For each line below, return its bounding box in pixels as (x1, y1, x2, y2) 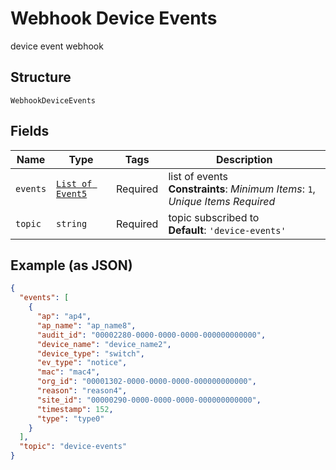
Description (215, 152, 273, 166)
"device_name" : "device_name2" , (36, 339, 172, 349)
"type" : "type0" (36, 413, 105, 424)
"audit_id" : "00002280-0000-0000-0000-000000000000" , (36, 330, 267, 340)
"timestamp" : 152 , (36, 404, 114, 414)
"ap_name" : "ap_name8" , (36, 320, 137, 331)
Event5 (56, 188, 88, 199)
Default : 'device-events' (168, 223, 287, 237)
